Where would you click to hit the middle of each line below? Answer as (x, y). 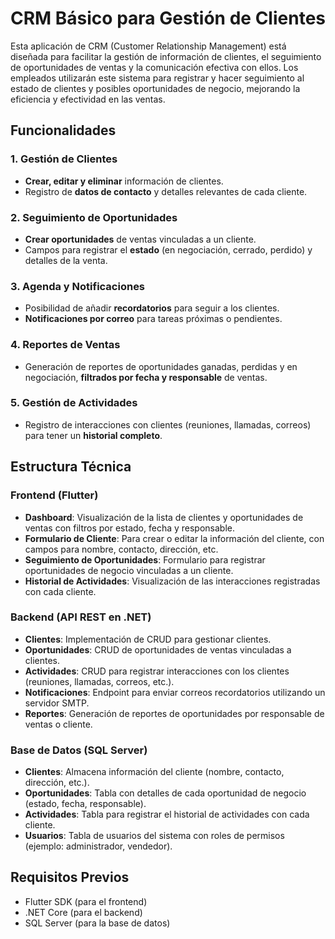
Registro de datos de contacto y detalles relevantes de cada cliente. (166, 191)
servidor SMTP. (57, 703)
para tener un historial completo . (93, 435)
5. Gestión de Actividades (74, 403)
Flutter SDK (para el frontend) (86, 901)
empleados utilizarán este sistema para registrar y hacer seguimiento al (157, 78)
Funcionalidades (63, 130)
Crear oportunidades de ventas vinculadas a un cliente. (140, 239)
